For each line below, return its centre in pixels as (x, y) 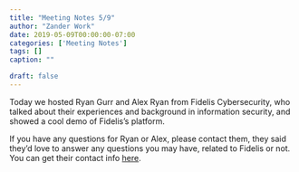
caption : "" (32, 60)
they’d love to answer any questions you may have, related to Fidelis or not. (150, 148)
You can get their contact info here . (76, 158)
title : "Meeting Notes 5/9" (63, 18)
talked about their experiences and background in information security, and (150, 111)
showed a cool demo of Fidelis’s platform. (87, 121)
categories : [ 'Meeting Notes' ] (68, 43)
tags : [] (26, 52)
